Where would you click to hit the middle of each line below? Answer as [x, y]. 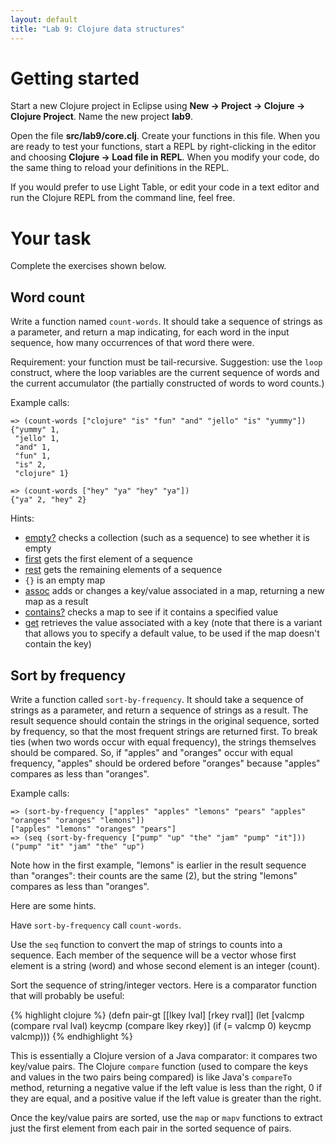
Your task [51, 238]
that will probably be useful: [67, 995]
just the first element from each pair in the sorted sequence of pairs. [151, 1128]
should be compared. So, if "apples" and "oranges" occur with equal [151, 752]
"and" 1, [33, 447]
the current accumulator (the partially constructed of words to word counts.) [167, 383]
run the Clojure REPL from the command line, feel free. [123, 198]
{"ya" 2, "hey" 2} [48, 500]
